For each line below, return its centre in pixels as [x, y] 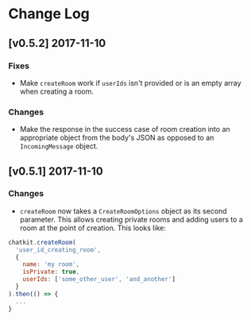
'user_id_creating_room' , [58, 250]
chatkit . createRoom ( [42, 242]
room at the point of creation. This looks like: [93, 228]
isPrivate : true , [51, 272]
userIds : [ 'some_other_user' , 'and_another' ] [99, 280]
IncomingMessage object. [59, 146]
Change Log [49, 14]
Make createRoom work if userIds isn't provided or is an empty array [130, 83]
